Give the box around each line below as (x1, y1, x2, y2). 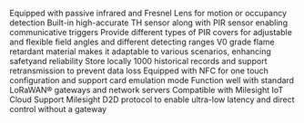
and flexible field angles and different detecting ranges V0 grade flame (9, 36, 275, 47)
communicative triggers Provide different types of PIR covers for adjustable (9, 27, 293, 37)
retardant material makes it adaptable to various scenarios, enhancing (9, 46, 271, 57)
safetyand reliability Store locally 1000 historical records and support (9, 56, 268, 66)
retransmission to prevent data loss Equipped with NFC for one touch (9, 65, 269, 76)
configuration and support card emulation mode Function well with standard (9, 75, 294, 85)
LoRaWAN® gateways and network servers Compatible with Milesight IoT (9, 85, 284, 95)
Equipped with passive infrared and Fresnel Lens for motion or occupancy (9, 8, 288, 18)
